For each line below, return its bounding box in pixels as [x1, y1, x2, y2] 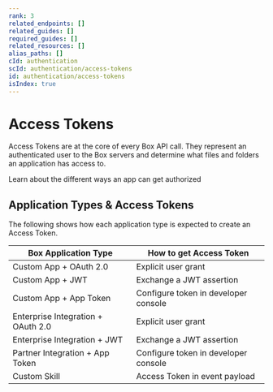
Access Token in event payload [136, 371, 256, 382]
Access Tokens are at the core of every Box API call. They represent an [8, 141, 247, 151]
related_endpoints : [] [8, 19, 85, 28]
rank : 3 [8, 11, 35, 20]
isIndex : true [8, 80, 57, 88]
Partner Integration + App [12, 347, 110, 359]
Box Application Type [28, 248, 113, 259]
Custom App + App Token [12, 293, 111, 304]
